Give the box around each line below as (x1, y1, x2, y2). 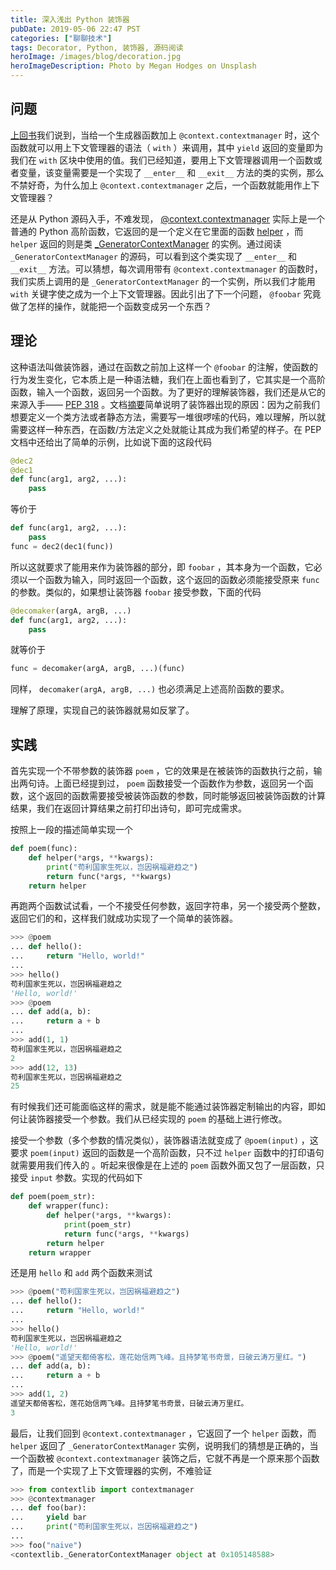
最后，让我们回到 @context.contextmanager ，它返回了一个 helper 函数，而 (10, 1427, 317, 1439)
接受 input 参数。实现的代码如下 (10, 1172, 143, 1184)
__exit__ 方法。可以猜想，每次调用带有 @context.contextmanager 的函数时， (10, 262, 323, 275)
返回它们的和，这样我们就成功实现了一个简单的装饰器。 (10, 912, 238, 925)
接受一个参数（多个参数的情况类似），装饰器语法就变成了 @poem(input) (10, 1134, 299, 1146)
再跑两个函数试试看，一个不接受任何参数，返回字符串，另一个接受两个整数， (10, 900, 326, 912)
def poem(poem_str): (10, 1192, 97, 1202)
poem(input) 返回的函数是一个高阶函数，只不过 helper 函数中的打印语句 (29, 1147, 325, 1159)
